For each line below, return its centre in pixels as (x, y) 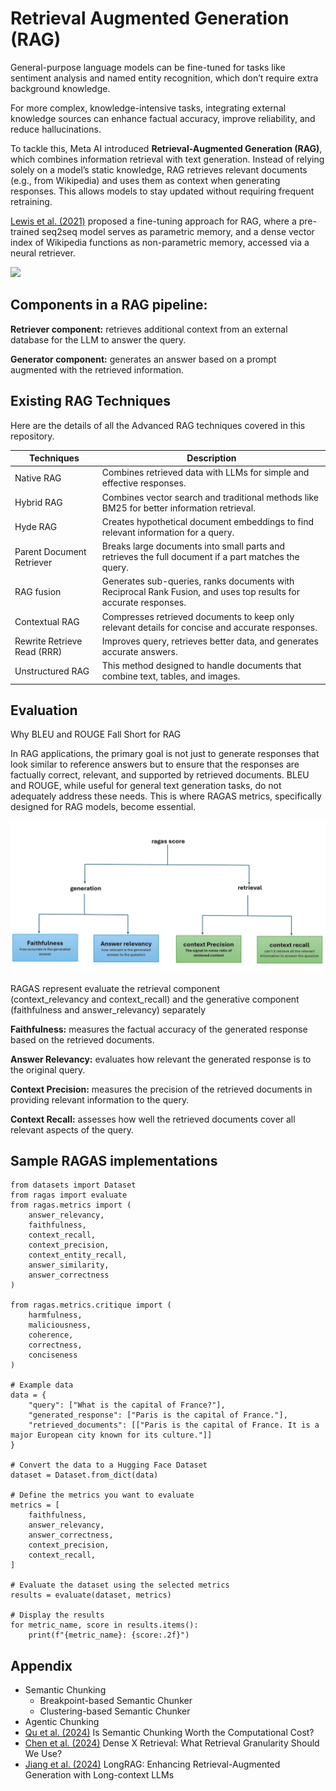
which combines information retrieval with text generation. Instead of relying (167, 159)
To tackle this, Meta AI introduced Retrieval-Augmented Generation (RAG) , (166, 148)
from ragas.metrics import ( (71, 1205)
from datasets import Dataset (73, 1185)
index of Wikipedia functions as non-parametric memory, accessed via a (160, 242)
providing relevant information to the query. (100, 1099)
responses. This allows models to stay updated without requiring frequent (162, 191)
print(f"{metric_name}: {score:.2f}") (109, 1635)
